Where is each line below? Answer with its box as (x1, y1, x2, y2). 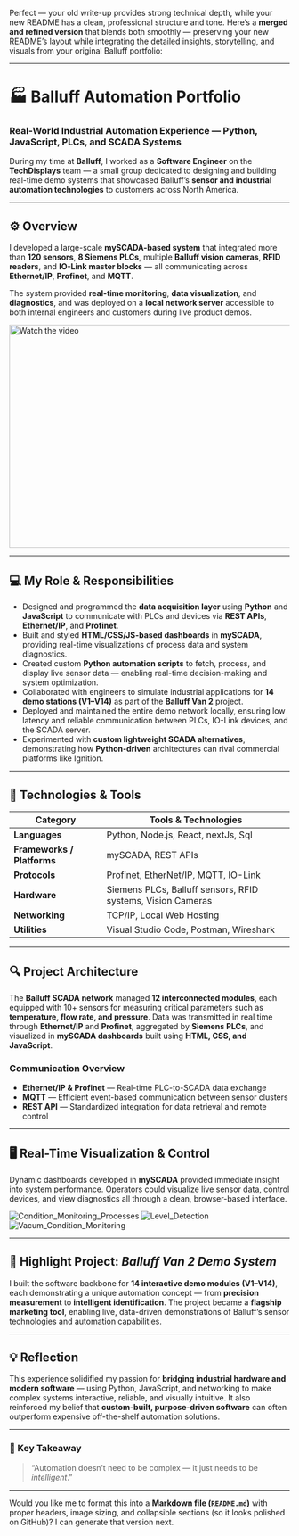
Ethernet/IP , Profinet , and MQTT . (9, 271, 133, 282)
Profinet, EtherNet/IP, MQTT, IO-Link (106, 869, 261, 881)
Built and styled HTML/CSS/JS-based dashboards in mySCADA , (21, 630, 263, 640)
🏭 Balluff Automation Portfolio (9, 87, 242, 107)
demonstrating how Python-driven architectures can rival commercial (21, 744, 280, 755)
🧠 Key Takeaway (9, 1442, 82, 1455)
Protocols (13, 869, 56, 881)
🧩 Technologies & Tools (9, 787, 141, 802)
